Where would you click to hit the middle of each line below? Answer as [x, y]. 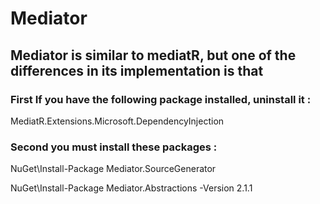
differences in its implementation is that [137, 70]
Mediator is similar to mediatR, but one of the [153, 55]
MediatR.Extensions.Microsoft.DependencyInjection [117, 121]
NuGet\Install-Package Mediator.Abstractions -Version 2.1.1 [131, 188]
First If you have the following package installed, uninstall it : [161, 99]
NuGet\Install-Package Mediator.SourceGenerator [113, 169]
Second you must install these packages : [114, 147]
